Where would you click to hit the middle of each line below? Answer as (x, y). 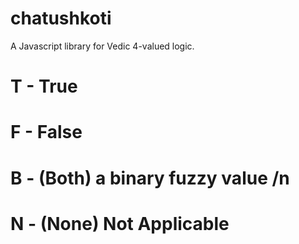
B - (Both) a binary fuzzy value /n (150, 178)
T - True (44, 86)
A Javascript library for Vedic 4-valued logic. (102, 46)
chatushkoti (61, 18)
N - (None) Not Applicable (120, 223)
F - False (46, 132)
